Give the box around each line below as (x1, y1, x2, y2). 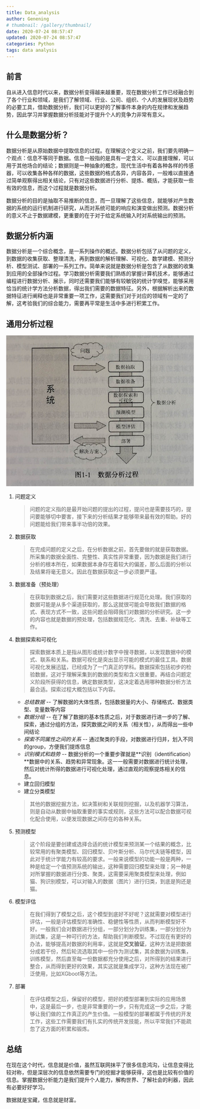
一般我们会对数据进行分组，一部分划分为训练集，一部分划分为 (40, 925, 192, 932)
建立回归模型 (23, 780, 55, 787)
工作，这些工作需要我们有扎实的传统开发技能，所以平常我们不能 (29, 1017, 186, 1024)
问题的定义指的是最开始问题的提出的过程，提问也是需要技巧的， (29, 505, 186, 512)
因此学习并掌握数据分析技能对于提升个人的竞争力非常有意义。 (16, 111, 168, 118)
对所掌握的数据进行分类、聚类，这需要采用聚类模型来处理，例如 (29, 870, 186, 877)
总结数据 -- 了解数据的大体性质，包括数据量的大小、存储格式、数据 (23, 698, 189, 705)
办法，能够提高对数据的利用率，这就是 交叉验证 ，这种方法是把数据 (29, 940, 192, 947)
